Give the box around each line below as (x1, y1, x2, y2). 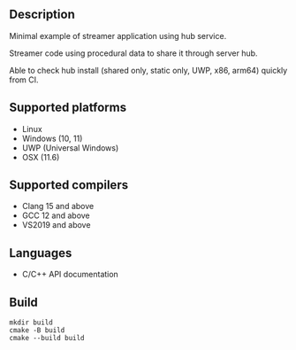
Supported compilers (9, 177, 129, 193)
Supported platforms (9, 100, 126, 115)
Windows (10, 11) (21, 133, 83, 144)
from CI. (9, 74, 39, 85)
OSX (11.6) (21, 152, 60, 162)
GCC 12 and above (21, 210, 90, 221)
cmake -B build (9, 326, 65, 335)
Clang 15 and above (21, 201, 95, 212)
